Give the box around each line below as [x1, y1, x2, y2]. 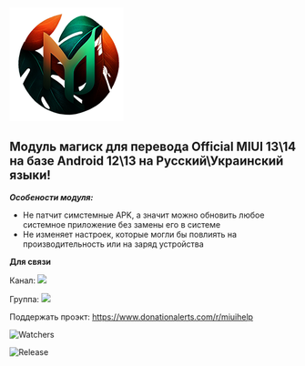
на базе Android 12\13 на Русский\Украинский [9, 153, 284, 169]
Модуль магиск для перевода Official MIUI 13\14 [9, 139, 297, 155]
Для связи [9, 256, 52, 267]
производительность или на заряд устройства [22, 239, 205, 249]
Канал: [9, 275, 36, 286]
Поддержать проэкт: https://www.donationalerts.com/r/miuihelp [9, 311, 253, 322]
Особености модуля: [9, 191, 94, 202]
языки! [9, 168, 52, 183]
